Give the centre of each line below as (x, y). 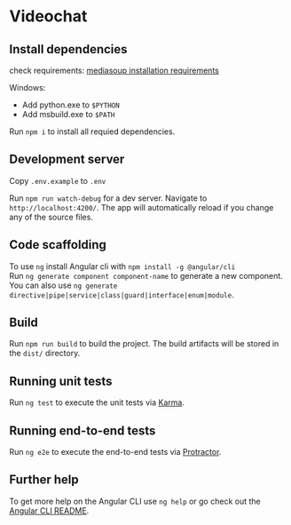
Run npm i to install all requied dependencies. (92, 131)
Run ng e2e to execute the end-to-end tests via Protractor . (115, 452)
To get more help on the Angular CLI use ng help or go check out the (135, 501)
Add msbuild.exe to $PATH (68, 114)
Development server (67, 159)
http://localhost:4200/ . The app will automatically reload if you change (142, 207)
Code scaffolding (58, 245)
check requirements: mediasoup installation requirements (114, 70)
